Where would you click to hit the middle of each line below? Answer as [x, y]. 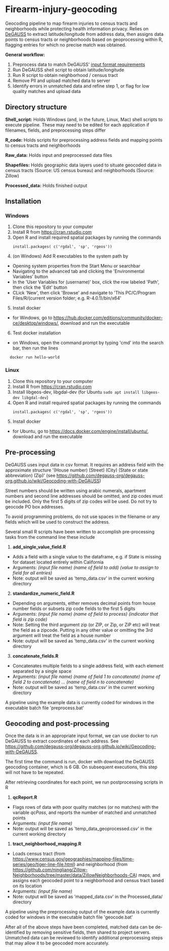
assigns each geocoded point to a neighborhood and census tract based [88, 881]
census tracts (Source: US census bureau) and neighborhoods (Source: [80, 170]
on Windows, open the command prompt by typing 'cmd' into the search [88, 343]
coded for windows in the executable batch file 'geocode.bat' [69, 917]
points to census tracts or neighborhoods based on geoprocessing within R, [84, 39]
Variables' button [30, 277]
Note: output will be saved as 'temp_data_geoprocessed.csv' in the [82, 829]
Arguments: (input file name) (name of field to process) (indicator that [85, 614]
